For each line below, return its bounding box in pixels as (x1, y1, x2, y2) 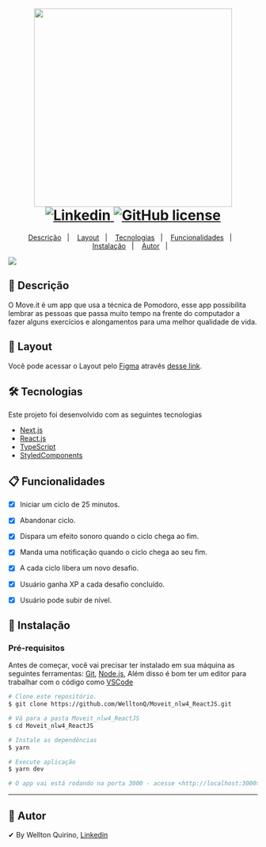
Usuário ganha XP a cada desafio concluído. (19, 579, 165, 589)
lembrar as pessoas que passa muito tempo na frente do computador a (8, 308, 240, 318)
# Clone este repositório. (8, 693, 97, 701)
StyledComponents (19, 451, 83, 460)
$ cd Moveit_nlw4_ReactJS (8, 722, 93, 730)
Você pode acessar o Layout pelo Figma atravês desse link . (8, 361, 203, 371)
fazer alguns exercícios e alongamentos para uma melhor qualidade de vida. (8, 317, 257, 326)
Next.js (19, 425, 44, 435)
